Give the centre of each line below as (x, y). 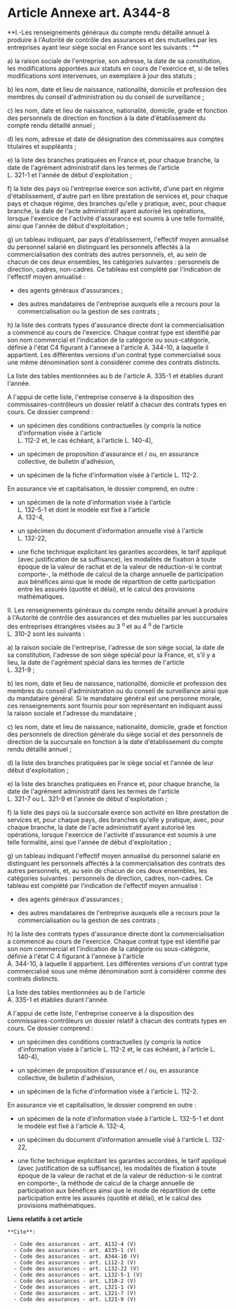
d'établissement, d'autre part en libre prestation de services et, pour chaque (118, 196)
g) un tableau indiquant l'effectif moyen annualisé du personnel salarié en (113, 856)
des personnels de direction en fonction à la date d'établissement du (106, 118)
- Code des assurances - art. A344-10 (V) (77, 1256)
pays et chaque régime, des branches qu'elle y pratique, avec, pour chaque (117, 203)
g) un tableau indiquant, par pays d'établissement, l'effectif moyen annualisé (118, 239)
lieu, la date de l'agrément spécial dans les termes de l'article (96, 662)
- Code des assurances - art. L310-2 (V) (75, 1281)
